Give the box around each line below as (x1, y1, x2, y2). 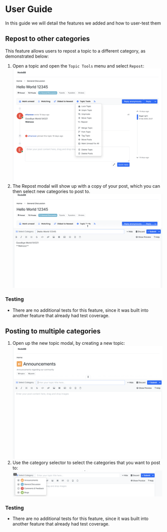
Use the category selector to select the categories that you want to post (12, 459, 161, 465)
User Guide (5, 4, 53, 15)
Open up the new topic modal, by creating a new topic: (12, 340, 126, 346)
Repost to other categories (5, 35, 90, 43)
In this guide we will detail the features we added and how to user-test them (5, 20, 161, 26)
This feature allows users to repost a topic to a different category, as (5, 48, 146, 54)
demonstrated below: (5, 53, 49, 59)
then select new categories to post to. (12, 188, 91, 194)
